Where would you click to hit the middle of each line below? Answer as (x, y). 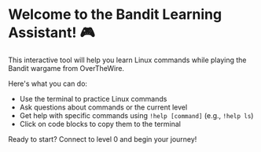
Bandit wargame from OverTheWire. (66, 68)
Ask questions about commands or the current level (103, 107)
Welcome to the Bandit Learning (115, 15)
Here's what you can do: (48, 83)
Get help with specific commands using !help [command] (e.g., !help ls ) (136, 115)
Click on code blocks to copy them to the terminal (100, 124)
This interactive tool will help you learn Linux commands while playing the (127, 60)
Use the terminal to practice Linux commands (93, 98)
